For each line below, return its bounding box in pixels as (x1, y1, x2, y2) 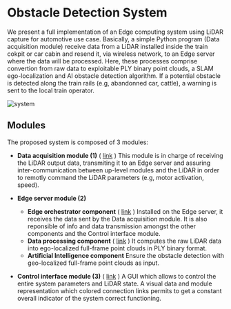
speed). (17, 181, 39, 189)
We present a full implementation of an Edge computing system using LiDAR (7, 28, 224, 36)
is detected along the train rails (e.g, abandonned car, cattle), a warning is (7, 79, 217, 87)
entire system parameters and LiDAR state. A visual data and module (17, 279, 212, 288)
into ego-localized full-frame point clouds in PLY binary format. (27, 243, 208, 252)
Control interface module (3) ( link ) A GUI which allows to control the (17, 272, 217, 280)
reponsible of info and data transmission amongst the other (27, 222, 197, 230)
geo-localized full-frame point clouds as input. (27, 259, 160, 267)
